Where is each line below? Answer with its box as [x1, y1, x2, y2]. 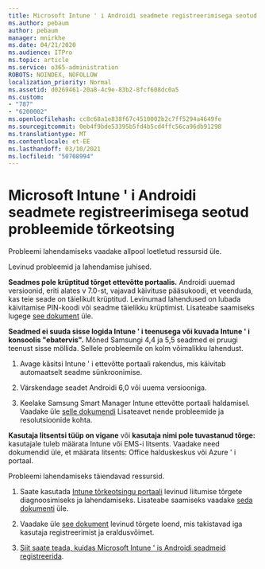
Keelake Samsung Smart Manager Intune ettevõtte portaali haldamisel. [19, 399, 250, 408]
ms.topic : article [8, 57, 69, 64]
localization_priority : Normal [8, 78, 112, 86]
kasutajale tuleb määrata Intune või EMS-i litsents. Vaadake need [8, 439, 220, 449]
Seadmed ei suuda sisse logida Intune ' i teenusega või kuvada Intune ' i [8, 327, 250, 337]
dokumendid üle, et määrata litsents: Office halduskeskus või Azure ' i [8, 447, 236, 458]
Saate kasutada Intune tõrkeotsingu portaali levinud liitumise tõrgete [19, 487, 243, 497]
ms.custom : [8, 93, 44, 101]
